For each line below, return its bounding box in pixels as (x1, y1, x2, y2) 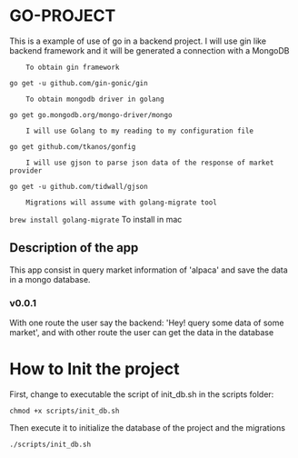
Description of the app (9, 240, 139, 255)
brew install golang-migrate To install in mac (9, 214, 183, 224)
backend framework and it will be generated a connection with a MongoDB (9, 45, 290, 55)
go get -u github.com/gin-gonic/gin (9, 78, 148, 87)
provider (9, 165, 43, 175)
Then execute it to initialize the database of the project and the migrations (9, 422, 286, 433)
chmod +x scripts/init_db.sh (9, 406, 120, 415)
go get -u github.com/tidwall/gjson (9, 182, 148, 191)
